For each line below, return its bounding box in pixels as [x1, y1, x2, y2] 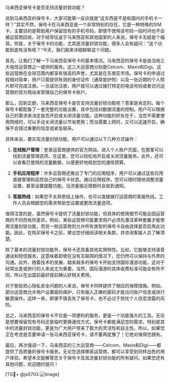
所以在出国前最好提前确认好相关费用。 [14, 272, 94, 278]
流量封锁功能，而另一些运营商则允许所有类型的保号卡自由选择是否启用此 [9, 223, 160, 229]
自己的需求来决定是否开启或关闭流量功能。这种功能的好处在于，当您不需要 [5, 113, 160, 118]
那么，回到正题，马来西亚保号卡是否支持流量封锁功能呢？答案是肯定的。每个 [5, 100, 165, 106]
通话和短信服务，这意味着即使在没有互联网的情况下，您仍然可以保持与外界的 [5, 253, 165, 259]
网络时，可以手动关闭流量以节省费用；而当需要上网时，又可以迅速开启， [9, 119, 160, 125]
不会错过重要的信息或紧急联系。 [9, 125, 76, 131]
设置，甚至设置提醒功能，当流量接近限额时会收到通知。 [12, 183, 128, 189]
